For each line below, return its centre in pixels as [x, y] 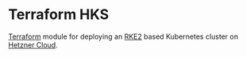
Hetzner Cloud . [33, 44]
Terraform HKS [59, 15]
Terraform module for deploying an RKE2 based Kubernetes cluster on [123, 36]
